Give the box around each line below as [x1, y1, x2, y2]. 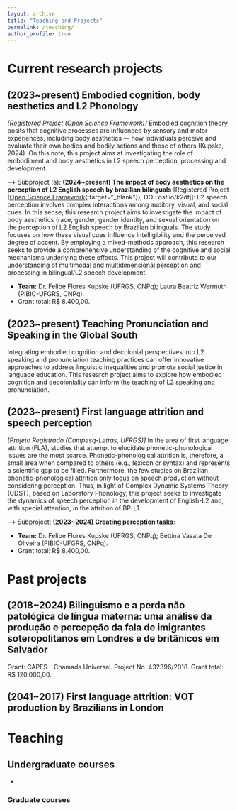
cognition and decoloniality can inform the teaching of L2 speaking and [7, 378, 216, 387]
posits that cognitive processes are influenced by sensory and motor [7, 126, 208, 135]
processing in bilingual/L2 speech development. [7, 268, 147, 277]
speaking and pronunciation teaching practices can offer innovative [7, 356, 204, 364]
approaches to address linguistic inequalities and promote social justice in [7, 363, 223, 371]
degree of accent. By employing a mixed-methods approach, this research [7, 239, 225, 247]
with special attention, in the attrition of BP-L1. [7, 503, 141, 512]
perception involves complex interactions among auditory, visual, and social [7, 200, 229, 209]
